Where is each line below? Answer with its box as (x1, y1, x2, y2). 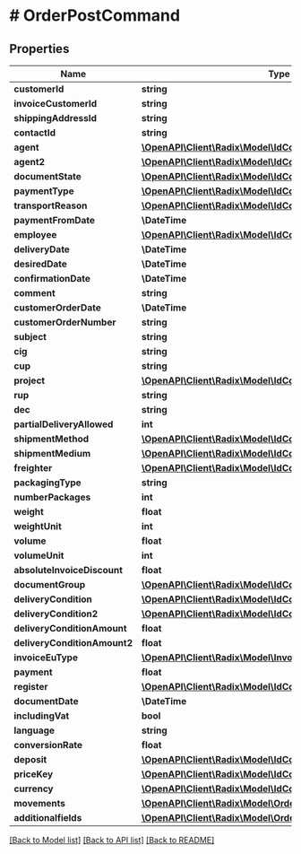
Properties (9, 41, 70, 57)
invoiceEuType (13, 651, 79, 664)
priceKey (13, 768, 54, 780)
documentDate (13, 695, 79, 707)
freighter (13, 462, 53, 474)
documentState (13, 170, 82, 182)
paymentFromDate (13, 214, 96, 226)
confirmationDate (13, 273, 91, 284)
